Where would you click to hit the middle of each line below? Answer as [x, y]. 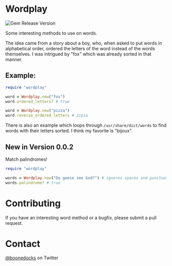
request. [14, 223]
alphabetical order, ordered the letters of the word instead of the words [80, 48]
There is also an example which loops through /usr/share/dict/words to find [86, 125]
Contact [23, 244]
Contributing [33, 203]
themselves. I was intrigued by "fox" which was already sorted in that [79, 54]
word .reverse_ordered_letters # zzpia [47, 116]
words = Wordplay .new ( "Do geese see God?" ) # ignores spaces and [76, 178]
